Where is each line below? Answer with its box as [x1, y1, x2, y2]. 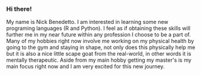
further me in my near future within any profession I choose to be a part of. [6, 31, 191, 38]
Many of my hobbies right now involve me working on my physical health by [6, 38, 194, 45]
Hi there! [6, 5, 32, 13]
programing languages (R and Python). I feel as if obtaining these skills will [6, 25, 191, 32]
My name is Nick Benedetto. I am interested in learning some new [6, 19, 169, 26]
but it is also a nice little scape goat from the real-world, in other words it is [6, 50, 191, 57]
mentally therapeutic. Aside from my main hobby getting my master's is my [6, 56, 192, 64]
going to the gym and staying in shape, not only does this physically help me [6, 44, 196, 51]
